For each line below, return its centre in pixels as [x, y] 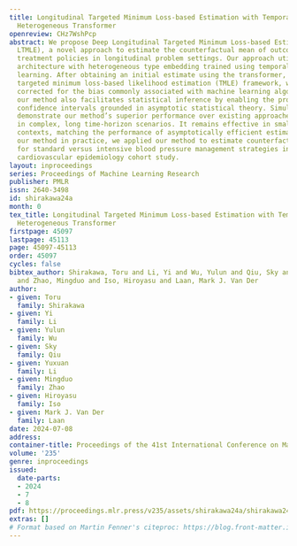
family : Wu [37, 338]
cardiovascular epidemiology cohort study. [98, 157]
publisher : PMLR [39, 182]
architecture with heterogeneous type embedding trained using [136, 67]
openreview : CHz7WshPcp [53, 34]
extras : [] [29, 519]
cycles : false [35, 265]
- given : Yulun [37, 330]
